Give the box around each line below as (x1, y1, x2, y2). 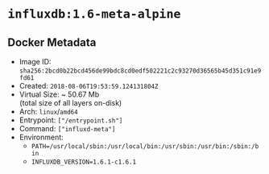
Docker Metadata (7, 35, 97, 49)
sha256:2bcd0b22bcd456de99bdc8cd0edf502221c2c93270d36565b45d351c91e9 (19, 67, 262, 75)
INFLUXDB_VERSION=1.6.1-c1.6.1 (31, 158, 137, 166)
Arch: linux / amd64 (19, 107, 78, 116)
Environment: (19, 132, 64, 142)
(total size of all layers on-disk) (19, 98, 122, 107)
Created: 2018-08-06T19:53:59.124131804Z (19, 81, 159, 90)
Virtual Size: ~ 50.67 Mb (19, 89, 100, 99)
